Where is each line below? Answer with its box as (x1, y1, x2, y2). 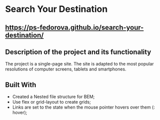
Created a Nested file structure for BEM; (12, 94, 95, 100)
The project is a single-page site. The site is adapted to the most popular (5, 61, 154, 67)
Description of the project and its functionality (5, 48, 152, 56)
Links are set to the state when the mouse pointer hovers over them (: (12, 104, 155, 110)
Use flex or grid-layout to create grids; (12, 99, 91, 105)
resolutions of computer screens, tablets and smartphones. (5, 66, 127, 72)
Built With (5, 80, 36, 89)
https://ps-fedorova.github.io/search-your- (5, 23, 144, 32)
